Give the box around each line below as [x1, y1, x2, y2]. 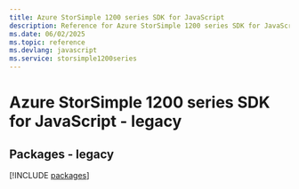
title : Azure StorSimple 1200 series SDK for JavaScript [9, 12, 225, 22]
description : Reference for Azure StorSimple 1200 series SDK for [9, 21, 261, 30]
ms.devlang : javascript [9, 46, 98, 55]
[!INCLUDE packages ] [9, 170, 90, 180]
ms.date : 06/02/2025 [9, 29, 86, 38]
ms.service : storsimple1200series [9, 54, 138, 63]
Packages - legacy [9, 146, 114, 161]
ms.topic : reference [9, 37, 86, 47]
